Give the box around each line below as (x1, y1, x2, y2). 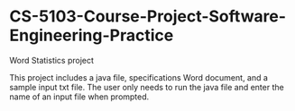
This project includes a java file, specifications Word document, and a (9, 72, 269, 82)
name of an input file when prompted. (9, 91, 150, 102)
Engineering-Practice (9, 25, 174, 46)
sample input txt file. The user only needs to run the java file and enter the (9, 81, 284, 92)
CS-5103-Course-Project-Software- (9, 6, 287, 27)
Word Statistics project (9, 55, 95, 65)
